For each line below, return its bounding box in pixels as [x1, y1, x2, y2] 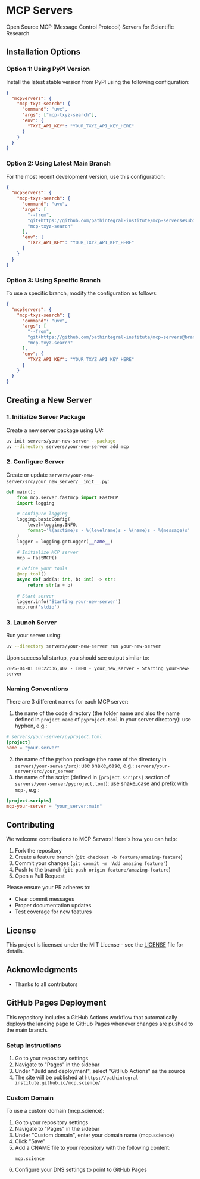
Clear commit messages [14, 895, 74, 903]
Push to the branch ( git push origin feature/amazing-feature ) [14, 866, 171, 873]
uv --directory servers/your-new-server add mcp [6, 443, 129, 450]
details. [6, 948, 24, 955]
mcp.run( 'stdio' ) [17, 604, 60, 610]
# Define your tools [17, 565, 68, 572]
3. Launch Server [6, 618, 57, 626]
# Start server [17, 593, 55, 599]
